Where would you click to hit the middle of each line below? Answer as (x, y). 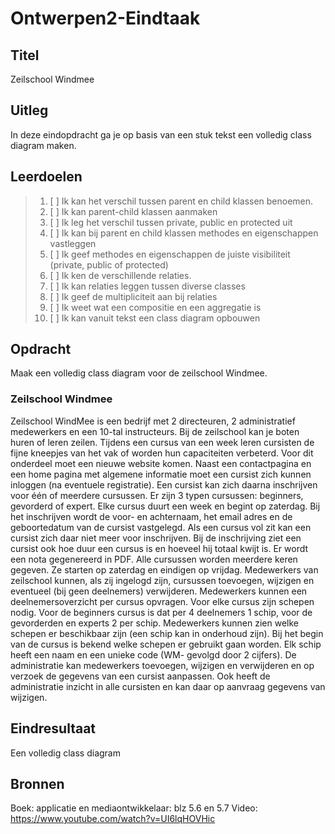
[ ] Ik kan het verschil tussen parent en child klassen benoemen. (181, 201)
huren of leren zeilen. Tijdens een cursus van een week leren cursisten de (162, 442)
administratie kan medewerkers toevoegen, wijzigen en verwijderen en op (162, 665)
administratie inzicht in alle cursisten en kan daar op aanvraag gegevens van (168, 686)
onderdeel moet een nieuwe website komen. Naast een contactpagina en (161, 463)
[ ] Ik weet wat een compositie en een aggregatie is (155, 307)
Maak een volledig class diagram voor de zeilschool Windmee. (139, 373)
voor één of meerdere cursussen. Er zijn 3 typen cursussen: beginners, (157, 495)
